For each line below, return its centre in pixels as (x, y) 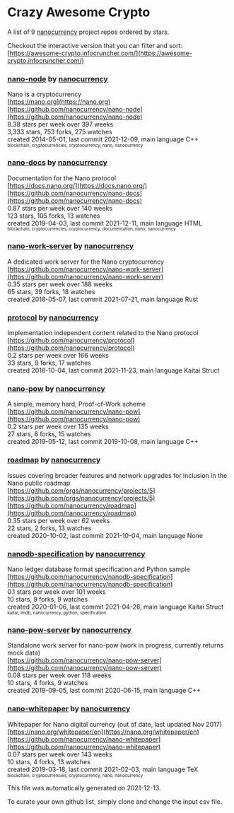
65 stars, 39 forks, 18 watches (51, 291)
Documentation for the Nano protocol (62, 178)
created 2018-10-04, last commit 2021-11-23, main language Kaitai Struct (113, 370)
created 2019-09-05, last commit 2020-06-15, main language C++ (104, 691)
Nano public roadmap (39, 483)
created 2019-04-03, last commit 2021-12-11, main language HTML (105, 223)
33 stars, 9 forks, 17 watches (49, 363)
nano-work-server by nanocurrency (71, 246)
